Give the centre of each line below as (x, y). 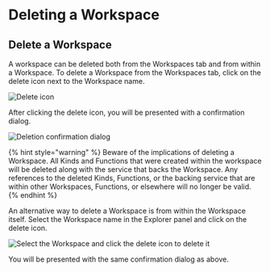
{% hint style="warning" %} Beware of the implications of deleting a (122, 152)
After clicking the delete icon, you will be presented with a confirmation (127, 112)
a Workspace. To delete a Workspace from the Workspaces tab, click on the (135, 73)
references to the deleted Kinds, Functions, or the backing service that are (132, 178)
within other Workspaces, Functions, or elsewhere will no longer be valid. (130, 186)
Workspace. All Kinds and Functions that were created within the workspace (135, 161)
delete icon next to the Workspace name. (77, 81)
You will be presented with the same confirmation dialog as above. (119, 259)
